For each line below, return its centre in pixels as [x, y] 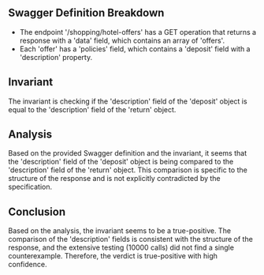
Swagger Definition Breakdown [86, 13]
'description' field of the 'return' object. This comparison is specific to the [128, 170]
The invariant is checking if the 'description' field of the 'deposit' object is [128, 101]
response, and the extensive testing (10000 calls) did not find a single [121, 247]
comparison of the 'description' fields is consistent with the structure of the [131, 239]
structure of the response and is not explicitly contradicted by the [114, 179]
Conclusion [37, 211]
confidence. [28, 265]
